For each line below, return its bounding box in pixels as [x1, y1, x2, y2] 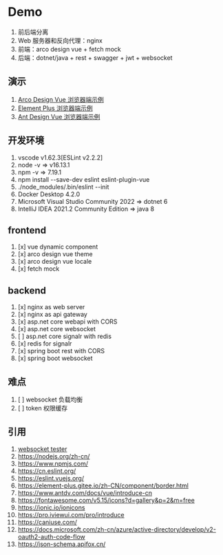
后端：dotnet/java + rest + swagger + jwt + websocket [17, 53, 173, 62]
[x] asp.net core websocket [17, 325, 96, 333]
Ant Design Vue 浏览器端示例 [17, 112, 100, 121]
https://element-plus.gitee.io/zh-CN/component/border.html [17, 481, 189, 490]
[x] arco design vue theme [17, 250, 93, 258]
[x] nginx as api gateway [17, 311, 88, 319]
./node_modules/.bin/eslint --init [17, 182, 109, 191]
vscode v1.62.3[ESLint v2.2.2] [17, 153, 103, 162]
